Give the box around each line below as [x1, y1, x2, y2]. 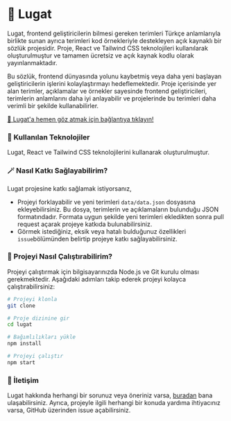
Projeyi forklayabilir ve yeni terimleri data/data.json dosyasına [17, 198, 196, 206]
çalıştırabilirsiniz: [7, 282, 55, 291]
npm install [7, 340, 42, 347]
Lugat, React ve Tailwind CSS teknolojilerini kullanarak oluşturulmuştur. [7, 148, 210, 157]
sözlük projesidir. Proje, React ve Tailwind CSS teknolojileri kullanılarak [7, 44, 208, 52]
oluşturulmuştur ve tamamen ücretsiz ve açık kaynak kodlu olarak [7, 51, 194, 60]
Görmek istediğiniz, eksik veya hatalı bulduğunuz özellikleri [17, 227, 186, 235]
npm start [7, 359, 36, 366]
